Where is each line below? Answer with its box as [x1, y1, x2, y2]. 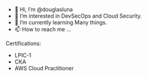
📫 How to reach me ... [14, 26, 71, 33]
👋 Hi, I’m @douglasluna [14, 6, 73, 13]
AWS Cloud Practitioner [14, 65, 74, 71]
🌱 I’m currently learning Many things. [14, 19, 107, 26]
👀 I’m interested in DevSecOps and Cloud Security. [14, 12, 143, 20]
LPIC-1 [14, 52, 32, 59]
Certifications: [5, 40, 41, 47]
